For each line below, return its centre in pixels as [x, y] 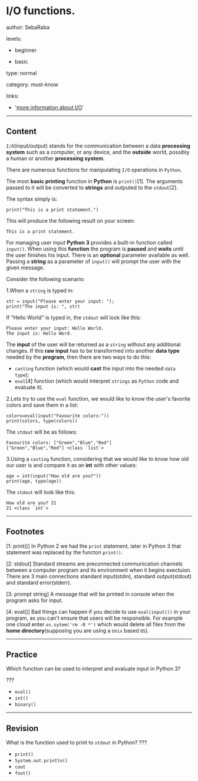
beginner [26, 50]
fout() [23, 773]
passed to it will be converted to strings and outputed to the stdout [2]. [92, 187]
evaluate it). [29, 387]
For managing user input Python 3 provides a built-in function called [89, 242]
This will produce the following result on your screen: [71, 220]
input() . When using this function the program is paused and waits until [95, 249]
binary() [25, 705]
